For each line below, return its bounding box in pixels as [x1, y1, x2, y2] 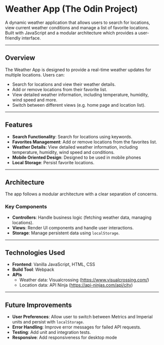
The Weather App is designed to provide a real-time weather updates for [5, 67, 151, 73]
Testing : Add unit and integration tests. [12, 329, 91, 335]
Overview [5, 54, 36, 62]
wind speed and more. [12, 96, 58, 103]
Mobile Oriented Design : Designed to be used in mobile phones [12, 154, 142, 160]
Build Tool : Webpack [12, 267, 55, 272]
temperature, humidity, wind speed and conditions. [12, 149, 115, 155]
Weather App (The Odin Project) [5, 3, 138, 15]
